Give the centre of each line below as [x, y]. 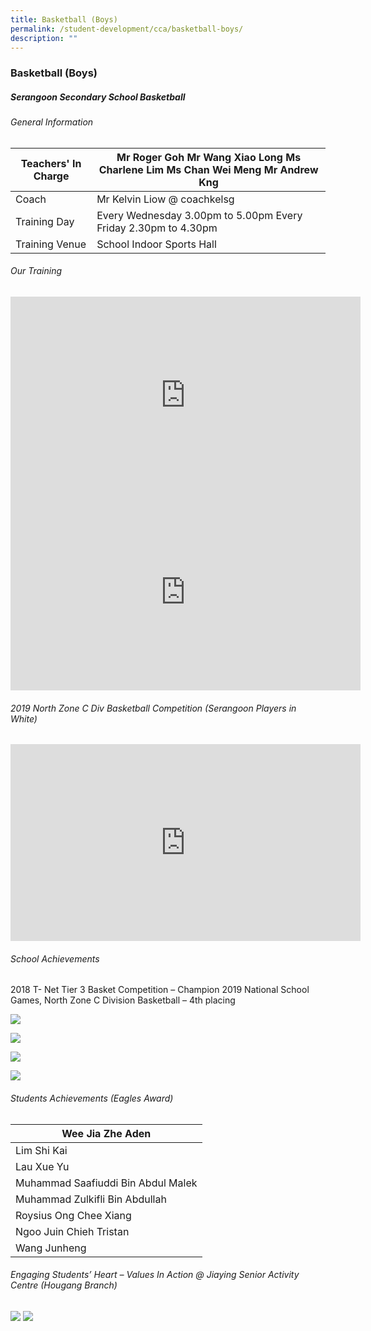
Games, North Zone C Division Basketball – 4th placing [123, 1000]
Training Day [45, 221]
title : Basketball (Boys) [64, 19]
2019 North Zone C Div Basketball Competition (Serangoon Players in [153, 708]
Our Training [36, 271]
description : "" [44, 38]
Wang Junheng [51, 1248]
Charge [51, 176]
